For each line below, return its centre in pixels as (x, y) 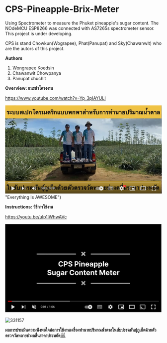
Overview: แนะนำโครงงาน (29, 88)
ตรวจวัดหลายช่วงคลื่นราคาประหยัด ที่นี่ (35, 336)
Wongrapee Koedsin (33, 68)
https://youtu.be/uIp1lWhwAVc (36, 217)
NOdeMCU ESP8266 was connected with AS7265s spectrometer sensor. (80, 28)
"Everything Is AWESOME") (33, 197)
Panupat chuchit (29, 78)
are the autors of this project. (35, 48)
